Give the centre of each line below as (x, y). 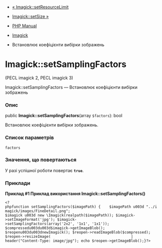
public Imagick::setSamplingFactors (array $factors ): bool (64, 116)
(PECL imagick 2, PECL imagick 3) (39, 78)
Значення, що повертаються (41, 160)
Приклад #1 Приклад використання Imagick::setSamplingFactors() (75, 194)
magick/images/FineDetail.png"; (38, 211)
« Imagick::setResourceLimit (40, 7)
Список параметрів (30, 138)
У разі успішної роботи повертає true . (44, 170)
